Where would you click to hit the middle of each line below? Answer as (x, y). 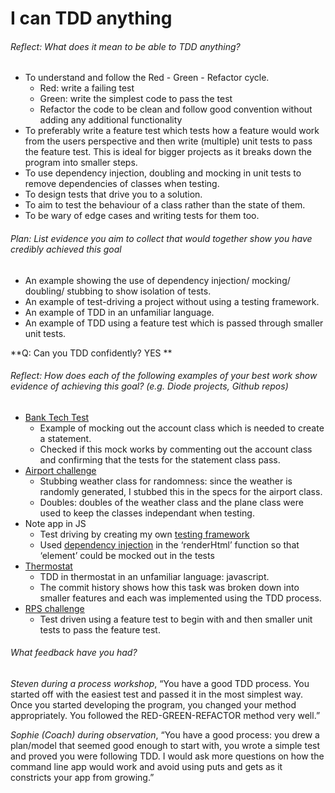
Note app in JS (55, 523)
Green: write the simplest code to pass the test (136, 99)
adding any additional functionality (111, 120)
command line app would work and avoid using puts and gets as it (146, 766)
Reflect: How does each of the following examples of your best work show (164, 376)
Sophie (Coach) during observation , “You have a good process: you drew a (165, 735)
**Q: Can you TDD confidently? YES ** (91, 353)
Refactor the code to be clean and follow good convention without (176, 109)
